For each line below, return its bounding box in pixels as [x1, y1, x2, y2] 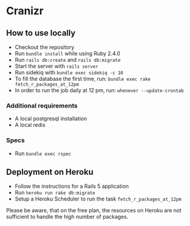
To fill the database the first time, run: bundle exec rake [14, 76, 151, 82]
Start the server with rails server [14, 62, 99, 70]
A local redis [14, 121, 46, 128]
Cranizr [6, 4, 44, 18]
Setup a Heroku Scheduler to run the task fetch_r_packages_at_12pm [14, 195, 182, 203]
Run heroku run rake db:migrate [14, 189, 96, 196]
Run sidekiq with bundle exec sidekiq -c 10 [14, 69, 123, 76]
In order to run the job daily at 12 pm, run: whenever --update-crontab [14, 87, 184, 93]
